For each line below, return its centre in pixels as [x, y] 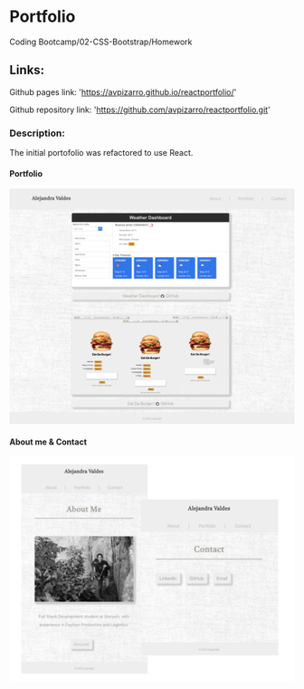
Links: [27, 70]
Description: [37, 133]
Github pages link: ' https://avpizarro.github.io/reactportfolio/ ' [123, 91]
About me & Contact [48, 442]
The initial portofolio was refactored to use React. [101, 153]
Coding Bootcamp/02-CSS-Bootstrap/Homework [101, 42]
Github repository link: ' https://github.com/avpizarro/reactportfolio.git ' [140, 110]
